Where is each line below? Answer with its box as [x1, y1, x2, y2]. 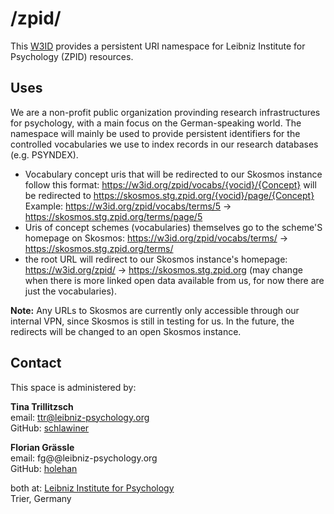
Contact [10, 355, 62, 372]
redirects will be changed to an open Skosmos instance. [10, 325, 242, 337]
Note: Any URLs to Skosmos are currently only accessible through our [10, 304, 300, 316]
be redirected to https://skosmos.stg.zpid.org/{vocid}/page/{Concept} [24, 189, 315, 201]
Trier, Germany [10, 492, 72, 504]
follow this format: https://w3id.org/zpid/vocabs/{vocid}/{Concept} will [24, 178, 317, 191]
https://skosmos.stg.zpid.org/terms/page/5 [24, 210, 203, 222]
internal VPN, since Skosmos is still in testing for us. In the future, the [10, 315, 295, 327]
